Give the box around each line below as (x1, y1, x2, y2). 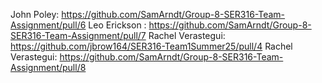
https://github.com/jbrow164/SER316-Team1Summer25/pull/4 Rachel (10, 40, 293, 52)
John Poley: (10, 9, 60, 20)
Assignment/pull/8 (10, 62, 87, 73)
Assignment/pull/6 (10, 19, 87, 31)
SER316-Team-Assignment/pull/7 (10, 30, 147, 41)
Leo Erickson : (88, 19, 147, 31)
